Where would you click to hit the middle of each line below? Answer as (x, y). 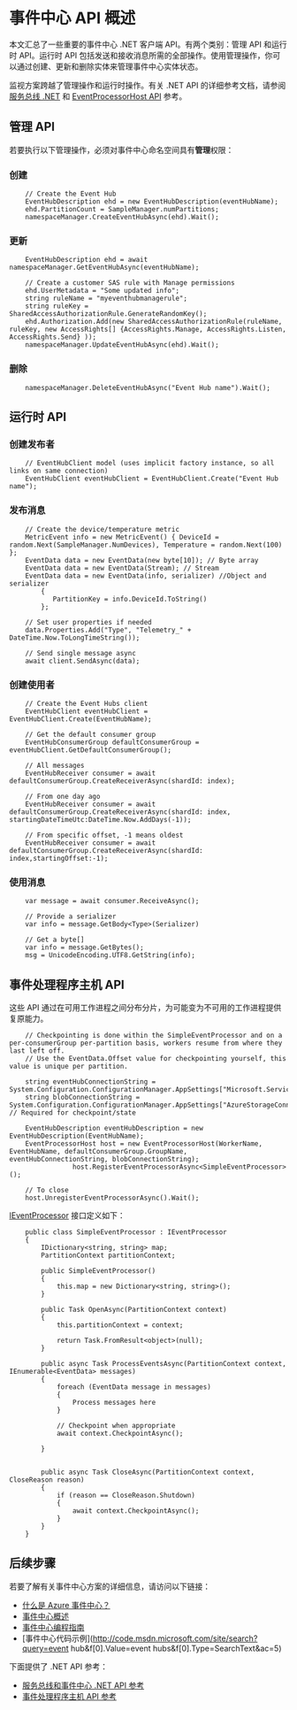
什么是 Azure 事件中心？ (66, 1605)
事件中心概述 (45, 1616)
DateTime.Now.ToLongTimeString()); (75, 638)
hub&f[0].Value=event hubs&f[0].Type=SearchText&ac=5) (176, 1648)
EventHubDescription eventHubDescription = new (114, 1129)
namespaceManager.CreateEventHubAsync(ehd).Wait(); (122, 218)
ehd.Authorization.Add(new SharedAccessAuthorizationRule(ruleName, (154, 322)
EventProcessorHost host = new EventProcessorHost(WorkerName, (144, 1144)
